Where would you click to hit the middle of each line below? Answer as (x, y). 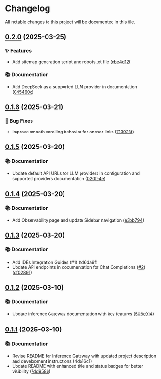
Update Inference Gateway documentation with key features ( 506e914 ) (83, 314)
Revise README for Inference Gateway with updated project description (84, 356)
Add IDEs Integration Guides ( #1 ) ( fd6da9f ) (55, 262)
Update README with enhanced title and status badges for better (77, 366)
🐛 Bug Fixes (19, 121)
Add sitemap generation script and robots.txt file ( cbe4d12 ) (71, 62)
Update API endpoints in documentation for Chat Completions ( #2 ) (79, 267)
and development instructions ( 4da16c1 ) (52, 361)
